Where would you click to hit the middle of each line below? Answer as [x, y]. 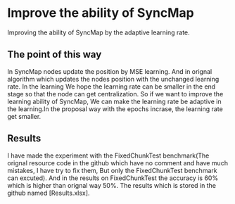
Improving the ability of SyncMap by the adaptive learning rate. [99, 32]
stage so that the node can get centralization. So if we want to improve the [115, 94]
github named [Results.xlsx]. [49, 193]
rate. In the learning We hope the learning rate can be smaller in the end [112, 87]
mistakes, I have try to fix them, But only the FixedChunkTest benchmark [112, 170]
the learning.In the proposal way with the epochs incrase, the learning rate [115, 109]
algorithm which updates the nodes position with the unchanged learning [113, 79]
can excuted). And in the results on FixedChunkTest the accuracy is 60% [113, 178]
